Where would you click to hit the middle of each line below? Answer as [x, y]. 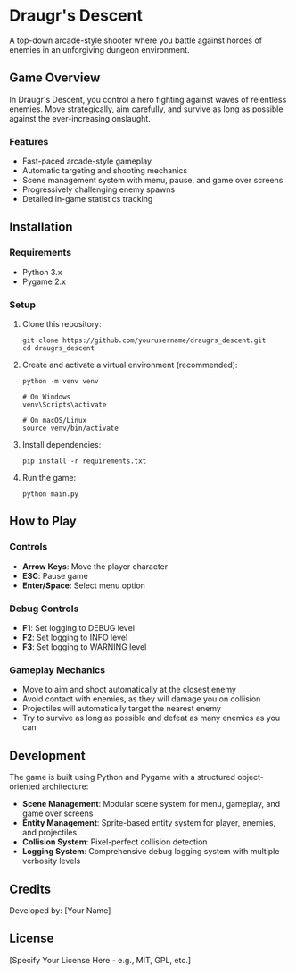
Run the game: [49, 478]
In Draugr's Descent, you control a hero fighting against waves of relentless [148, 99]
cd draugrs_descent [58, 348]
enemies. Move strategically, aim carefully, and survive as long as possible [146, 109]
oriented [25, 786]
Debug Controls [44, 609]
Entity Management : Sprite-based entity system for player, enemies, [149, 823]
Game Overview [55, 78]
